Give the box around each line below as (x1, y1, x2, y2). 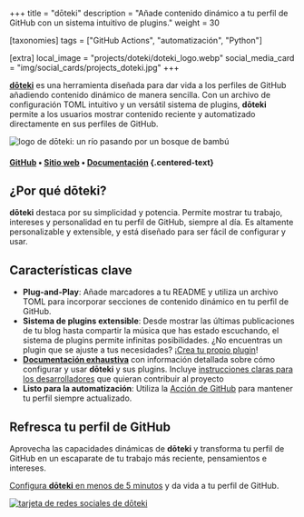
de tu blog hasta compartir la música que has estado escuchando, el (22, 325, 279, 336)
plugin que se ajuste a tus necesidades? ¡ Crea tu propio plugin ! (22, 344, 259, 355)
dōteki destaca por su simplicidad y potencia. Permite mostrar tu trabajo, (9, 207, 283, 218)
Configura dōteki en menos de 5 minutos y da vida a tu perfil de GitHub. (9, 481, 279, 492)
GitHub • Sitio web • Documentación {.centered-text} (9, 156, 215, 167)
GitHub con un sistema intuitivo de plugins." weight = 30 (9, 17, 221, 28)
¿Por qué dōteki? (9, 183, 107, 198)
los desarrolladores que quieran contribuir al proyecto (22, 373, 224, 384)
